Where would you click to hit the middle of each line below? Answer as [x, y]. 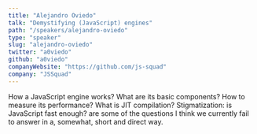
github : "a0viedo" [38, 60]
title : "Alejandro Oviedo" [52, 15]
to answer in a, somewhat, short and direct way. [86, 121]
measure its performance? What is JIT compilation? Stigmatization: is [120, 105]
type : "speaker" [35, 37]
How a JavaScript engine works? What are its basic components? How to [127, 96]
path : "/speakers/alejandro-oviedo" [68, 30]
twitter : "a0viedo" [40, 52]
